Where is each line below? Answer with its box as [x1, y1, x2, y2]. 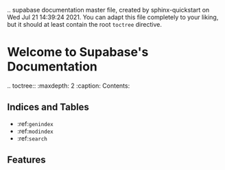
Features [7, 154, 46, 166]
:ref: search [16, 134, 48, 143]
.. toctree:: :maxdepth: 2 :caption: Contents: [7, 82, 130, 90]
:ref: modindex [16, 127, 54, 135]
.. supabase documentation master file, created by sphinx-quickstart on [7, 6, 210, 14]
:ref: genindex [16, 119, 54, 127]
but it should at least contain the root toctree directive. [7, 21, 163, 28]
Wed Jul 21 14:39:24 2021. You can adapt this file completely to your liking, [7, 13, 219, 21]
